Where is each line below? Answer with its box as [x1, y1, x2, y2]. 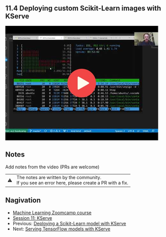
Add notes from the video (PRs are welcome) [5, 164, 100, 170]
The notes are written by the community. [16, 174, 102, 181]
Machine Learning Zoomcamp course [12, 210, 92, 216]
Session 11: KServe [12, 215, 52, 221]
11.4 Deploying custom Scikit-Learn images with [5, 4, 161, 13]
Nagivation [5, 196, 41, 205]
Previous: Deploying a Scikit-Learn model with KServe [12, 220, 126, 226]
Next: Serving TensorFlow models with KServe [12, 226, 110, 232]
